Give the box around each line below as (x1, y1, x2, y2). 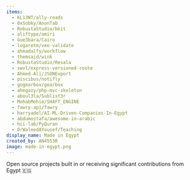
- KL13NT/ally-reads (11, 14, 63, 21)
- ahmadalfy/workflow (11, 48, 66, 54)
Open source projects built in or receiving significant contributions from (6, 160, 184, 167)
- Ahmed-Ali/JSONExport (11, 71, 71, 77)
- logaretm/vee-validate (11, 43, 74, 49)
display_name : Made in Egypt (6, 132, 80, 139)
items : (6, 8, 23, 15)
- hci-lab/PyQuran (11, 121, 59, 127)
